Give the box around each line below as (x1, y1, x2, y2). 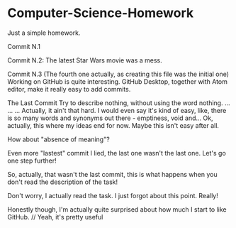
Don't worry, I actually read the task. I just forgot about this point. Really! (7, 191, 218, 200)
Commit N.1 (7, 42, 41, 50)
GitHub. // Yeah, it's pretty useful (7, 212, 103, 221)
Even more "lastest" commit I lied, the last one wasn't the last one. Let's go (7, 148, 227, 157)
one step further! (7, 156, 57, 165)
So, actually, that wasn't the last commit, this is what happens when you (7, 170, 218, 178)
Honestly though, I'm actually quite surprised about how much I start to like (7, 205, 227, 214)
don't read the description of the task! (7, 178, 118, 186)
